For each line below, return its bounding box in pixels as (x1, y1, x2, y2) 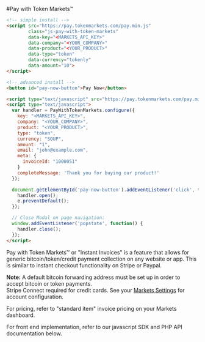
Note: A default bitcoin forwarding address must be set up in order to (6, 273, 181, 281)
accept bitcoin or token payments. (6, 280, 93, 287)
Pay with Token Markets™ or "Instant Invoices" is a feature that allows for (6, 248, 189, 256)
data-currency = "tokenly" (28, 57, 92, 63)
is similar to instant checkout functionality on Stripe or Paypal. (6, 261, 162, 269)
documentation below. (6, 330, 62, 337)
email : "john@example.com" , (17, 147, 88, 154)
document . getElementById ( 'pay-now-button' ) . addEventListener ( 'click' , (12, 187, 195, 193)
